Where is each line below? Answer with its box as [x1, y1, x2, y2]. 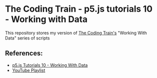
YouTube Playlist [12, 67, 45, 73]
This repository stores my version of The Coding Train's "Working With [5, 30, 147, 36]
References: [5, 49, 43, 58]
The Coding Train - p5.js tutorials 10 [5, 3, 153, 15]
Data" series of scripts [5, 35, 50, 41]
